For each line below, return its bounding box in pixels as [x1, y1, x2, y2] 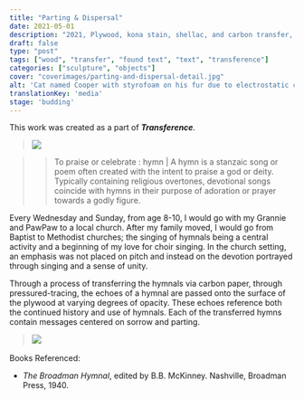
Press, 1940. [22, 380, 70, 391]
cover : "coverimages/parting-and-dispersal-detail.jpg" [9, 72, 224, 81]
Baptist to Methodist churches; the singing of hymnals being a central [9, 232, 269, 242]
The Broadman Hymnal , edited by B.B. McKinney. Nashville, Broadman [22, 370, 287, 381]
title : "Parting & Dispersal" [9, 13, 124, 23]
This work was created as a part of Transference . [9, 122, 196, 133]
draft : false [9, 38, 59, 48]
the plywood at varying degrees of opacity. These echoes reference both [9, 298, 282, 309]
